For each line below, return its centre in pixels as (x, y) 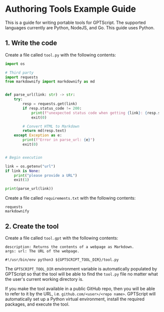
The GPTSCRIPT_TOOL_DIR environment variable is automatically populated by (81, 269)
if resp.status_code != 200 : (52, 108)
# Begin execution (24, 157)
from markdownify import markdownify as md (50, 82)
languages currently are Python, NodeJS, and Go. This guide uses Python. (80, 27)
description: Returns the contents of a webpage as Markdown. (70, 247)
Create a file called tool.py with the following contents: (61, 55)
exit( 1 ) (21, 180)
